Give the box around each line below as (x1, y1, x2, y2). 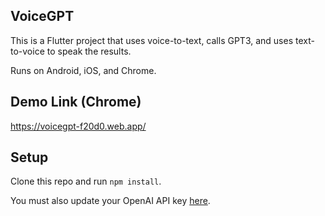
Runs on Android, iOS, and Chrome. (10, 64, 157, 76)
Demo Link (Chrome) (10, 94, 142, 111)
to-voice (10, 45, 45, 57)
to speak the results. (46, 45, 132, 57)
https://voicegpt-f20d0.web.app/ (10, 120, 147, 132)
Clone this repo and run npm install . (10, 175, 162, 188)
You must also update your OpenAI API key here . (10, 195, 211, 207)
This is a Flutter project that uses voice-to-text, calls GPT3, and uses (10, 34, 294, 46)
